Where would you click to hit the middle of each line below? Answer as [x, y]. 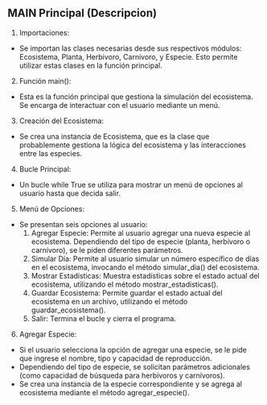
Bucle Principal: [45, 169]
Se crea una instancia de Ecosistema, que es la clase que [114, 136]
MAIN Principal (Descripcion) [82, 13]
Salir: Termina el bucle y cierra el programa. [103, 318]
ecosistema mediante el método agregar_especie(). [104, 392]
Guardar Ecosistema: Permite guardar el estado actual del [127, 292]
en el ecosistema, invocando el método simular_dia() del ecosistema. [145, 267]
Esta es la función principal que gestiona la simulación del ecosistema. [136, 97]
